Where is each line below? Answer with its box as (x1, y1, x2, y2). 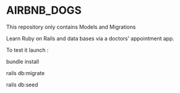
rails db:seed (6, 81, 38, 88)
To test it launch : (6, 46, 49, 54)
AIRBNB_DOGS (6, 4, 82, 17)
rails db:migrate (6, 69, 45, 76)
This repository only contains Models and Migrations (6, 23, 136, 30)
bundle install (6, 58, 39, 65)
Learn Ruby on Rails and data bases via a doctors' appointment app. (6, 35, 175, 42)
